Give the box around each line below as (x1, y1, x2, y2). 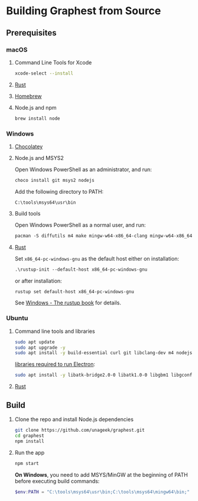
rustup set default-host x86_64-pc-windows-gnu (14, 288, 134, 294)
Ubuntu (6, 314, 28, 322)
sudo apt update (14, 339, 55, 345)
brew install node (14, 115, 60, 121)
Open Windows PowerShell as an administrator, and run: (14, 166, 152, 173)
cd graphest (14, 432, 44, 439)
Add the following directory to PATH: (14, 188, 104, 195)
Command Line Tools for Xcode (14, 59, 92, 66)
